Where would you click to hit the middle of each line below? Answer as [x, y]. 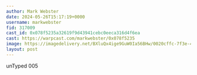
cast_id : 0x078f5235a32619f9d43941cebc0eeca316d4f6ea [73, 33]
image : [14, 44]
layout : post [22, 49]
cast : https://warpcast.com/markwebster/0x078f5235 [70, 38]
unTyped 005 [22, 66]
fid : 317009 [21, 28]
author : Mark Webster [33, 11]
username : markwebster [34, 22]
